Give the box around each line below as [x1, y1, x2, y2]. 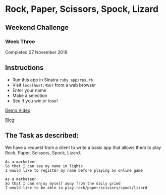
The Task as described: [5, 131, 79, 140]
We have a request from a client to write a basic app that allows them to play [5, 145, 161, 150]
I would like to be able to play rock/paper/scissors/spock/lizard [5, 185, 148, 190]
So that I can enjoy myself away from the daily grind [5, 181, 121, 186]
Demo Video [5, 107, 31, 113]
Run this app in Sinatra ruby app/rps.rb [12, 77, 93, 83]
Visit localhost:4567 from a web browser [12, 82, 96, 88]
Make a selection [12, 93, 48, 98]
